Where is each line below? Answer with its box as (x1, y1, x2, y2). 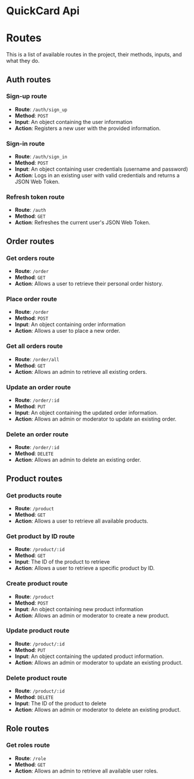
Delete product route (6, 673, 67, 682)
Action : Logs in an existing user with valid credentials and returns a (14, 172, 180, 179)
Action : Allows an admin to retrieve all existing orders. (14, 368, 147, 375)
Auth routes (6, 74, 52, 84)
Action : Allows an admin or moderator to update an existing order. (14, 415, 177, 422)
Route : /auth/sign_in (14, 153, 68, 160)
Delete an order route (6, 430, 69, 438)
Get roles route (6, 741, 50, 749)
